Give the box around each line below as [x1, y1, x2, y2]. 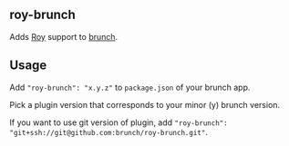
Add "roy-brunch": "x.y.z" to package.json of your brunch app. [9, 82, 251, 92]
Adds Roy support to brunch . [9, 31, 119, 42]
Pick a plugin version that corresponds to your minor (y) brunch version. [9, 99, 281, 110]
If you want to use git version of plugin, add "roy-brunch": [9, 117, 228, 128]
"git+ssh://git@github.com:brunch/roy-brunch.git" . [9, 126, 208, 137]
